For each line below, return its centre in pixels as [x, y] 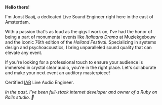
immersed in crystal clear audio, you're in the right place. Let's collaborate [81, 67]
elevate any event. [24, 52]
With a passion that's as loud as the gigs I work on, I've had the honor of [79, 31]
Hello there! [17, 7]
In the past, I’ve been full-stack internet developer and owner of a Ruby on [81, 92]
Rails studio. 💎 [20, 97]
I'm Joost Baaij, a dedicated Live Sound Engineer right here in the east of [79, 17]
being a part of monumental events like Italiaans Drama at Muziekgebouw [81, 37]
